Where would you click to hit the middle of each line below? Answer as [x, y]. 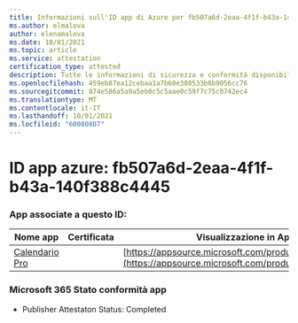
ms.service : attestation [55, 58]
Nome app [36, 237]
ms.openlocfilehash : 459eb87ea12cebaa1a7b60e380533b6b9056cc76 [129, 83]
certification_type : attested [65, 67]
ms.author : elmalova [47, 26]
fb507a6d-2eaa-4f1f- [193, 168]
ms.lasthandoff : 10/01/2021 [61, 116]
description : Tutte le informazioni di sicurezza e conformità [129, 75]
